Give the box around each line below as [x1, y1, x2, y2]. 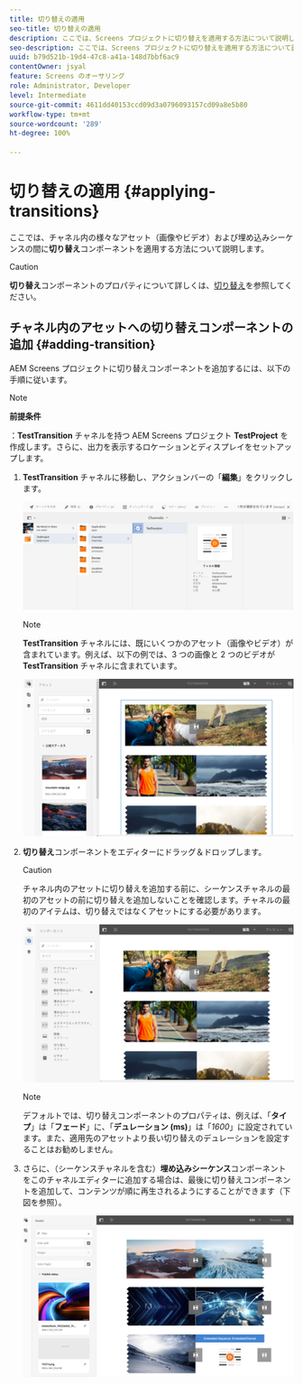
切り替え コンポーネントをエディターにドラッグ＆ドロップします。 [22, 846, 267, 857]
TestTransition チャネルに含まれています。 [22, 660, 182, 672]
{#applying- [123, 181, 216, 202]
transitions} [9, 201, 100, 221]
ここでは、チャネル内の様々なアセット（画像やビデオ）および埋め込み [9, 231, 271, 243]
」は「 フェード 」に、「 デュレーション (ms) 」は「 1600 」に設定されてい [30, 1120, 293, 1132]
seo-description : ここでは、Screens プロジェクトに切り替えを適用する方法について [9, 43, 291, 52]
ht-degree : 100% [9, 129, 70, 138]
